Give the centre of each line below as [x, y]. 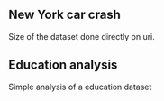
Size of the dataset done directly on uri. [82, 36]
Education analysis [63, 65]
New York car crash [64, 15]
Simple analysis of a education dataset [80, 87]
